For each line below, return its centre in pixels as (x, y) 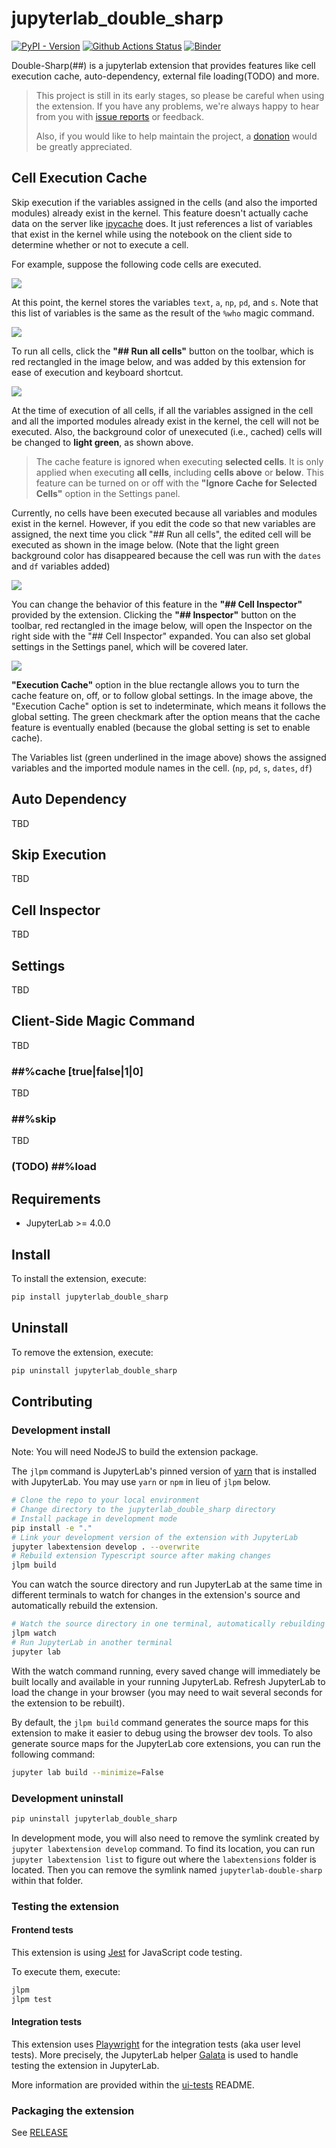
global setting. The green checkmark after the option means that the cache (166, 716)
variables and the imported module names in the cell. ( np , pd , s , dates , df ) (162, 768)
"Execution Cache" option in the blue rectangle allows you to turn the (155, 684)
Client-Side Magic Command (103, 1021)
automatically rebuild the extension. (85, 1606)
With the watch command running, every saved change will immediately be (166, 1671)
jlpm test (32, 1999)
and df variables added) (61, 566)
